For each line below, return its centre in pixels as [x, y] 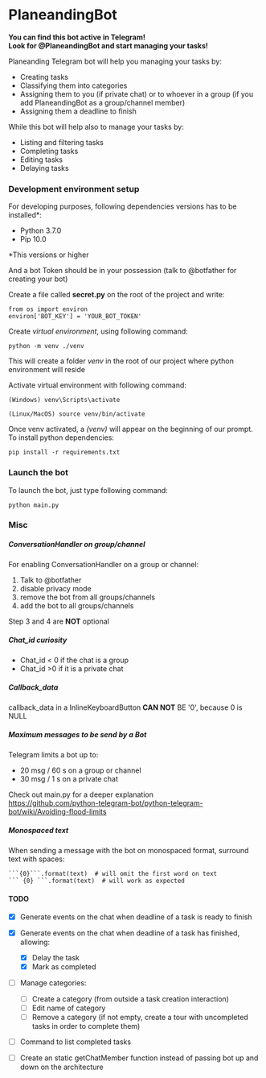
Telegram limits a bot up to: [53, 755]
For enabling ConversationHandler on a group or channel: [104, 565]
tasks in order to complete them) [86, 1026]
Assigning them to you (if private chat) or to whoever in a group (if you [137, 93]
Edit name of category [69, 1008]
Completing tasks [49, 151]
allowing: [35, 942]
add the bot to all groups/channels [77, 606]
